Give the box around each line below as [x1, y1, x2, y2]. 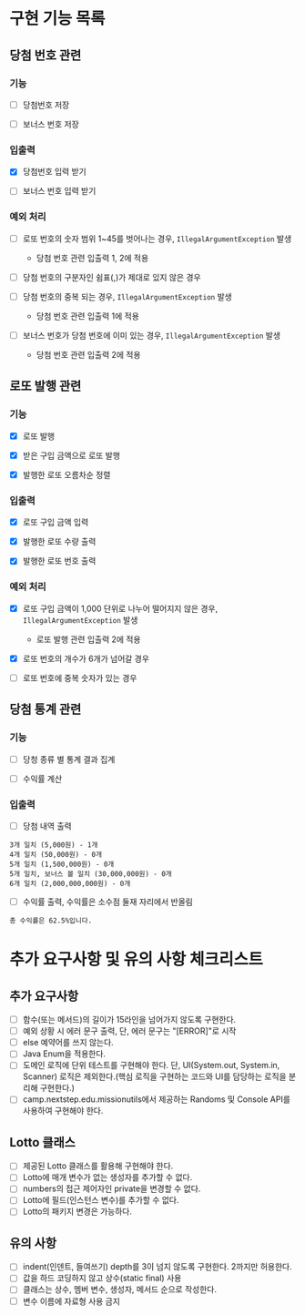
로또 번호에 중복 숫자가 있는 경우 [22, 672, 137, 683]
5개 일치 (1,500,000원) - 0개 [9, 860, 115, 869]
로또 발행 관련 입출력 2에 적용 [36, 634, 141, 645]
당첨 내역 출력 [22, 821, 72, 831]
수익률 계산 [22, 773, 63, 784]
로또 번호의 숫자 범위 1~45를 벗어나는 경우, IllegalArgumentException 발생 [22, 233, 292, 244]
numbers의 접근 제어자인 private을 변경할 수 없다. [22, 1183, 201, 1194]
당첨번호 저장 [22, 99, 70, 110]
